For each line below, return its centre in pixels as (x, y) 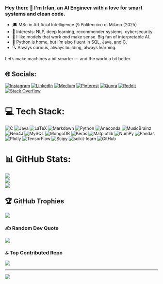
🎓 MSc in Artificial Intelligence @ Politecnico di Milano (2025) (74, 25)
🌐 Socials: (21, 74)
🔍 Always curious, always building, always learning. (64, 48)
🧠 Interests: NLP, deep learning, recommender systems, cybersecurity (82, 32)
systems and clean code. (35, 14)
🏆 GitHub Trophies (35, 201)
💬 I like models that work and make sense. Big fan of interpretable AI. (81, 37)
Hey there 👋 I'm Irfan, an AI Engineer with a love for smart (74, 8)
